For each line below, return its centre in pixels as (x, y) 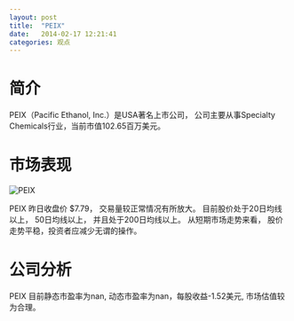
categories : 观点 (40, 42)
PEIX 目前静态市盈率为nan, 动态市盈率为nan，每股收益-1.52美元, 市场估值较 (147, 296)
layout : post (33, 17)
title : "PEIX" (37, 26)
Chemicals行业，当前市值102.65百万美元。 (87, 126)
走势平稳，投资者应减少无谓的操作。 (75, 231)
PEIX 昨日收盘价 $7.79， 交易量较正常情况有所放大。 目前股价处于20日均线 (146, 208)
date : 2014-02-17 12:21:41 (63, 34)
